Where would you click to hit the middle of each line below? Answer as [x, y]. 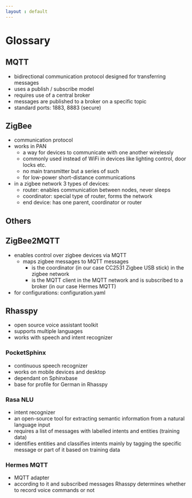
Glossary [28, 40]
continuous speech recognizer [51, 365]
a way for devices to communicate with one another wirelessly [98, 153]
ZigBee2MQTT [33, 241]
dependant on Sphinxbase [46, 378]
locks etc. [35, 165]
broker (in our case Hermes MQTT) [74, 286]
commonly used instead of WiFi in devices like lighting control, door [104, 159]
